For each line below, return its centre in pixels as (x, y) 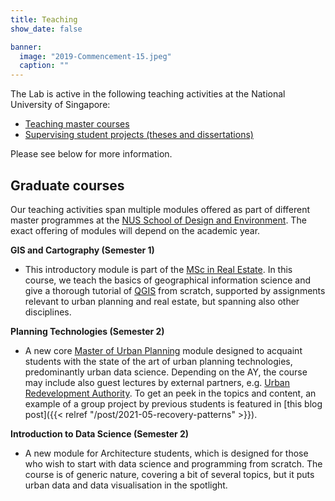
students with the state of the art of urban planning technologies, (158, 361)
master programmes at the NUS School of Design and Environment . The (158, 220)
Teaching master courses (77, 124)
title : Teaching (44, 19)
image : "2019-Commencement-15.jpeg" (95, 56)
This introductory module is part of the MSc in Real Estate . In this (158, 269)
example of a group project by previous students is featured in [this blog (173, 403)
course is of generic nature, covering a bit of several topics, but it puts (169, 474)
